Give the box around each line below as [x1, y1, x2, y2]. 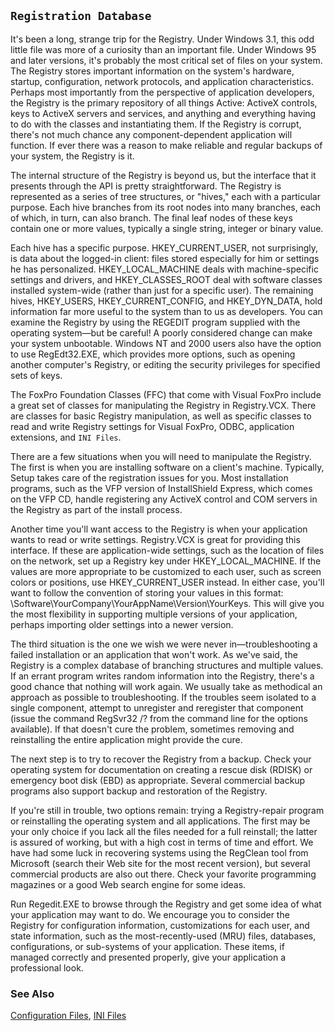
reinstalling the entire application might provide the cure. [10, 733, 243, 745]
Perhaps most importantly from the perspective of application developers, [10, 86, 315, 98]
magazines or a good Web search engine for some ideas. [10, 878, 247, 890]
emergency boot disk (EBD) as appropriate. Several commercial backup [10, 774, 306, 786]
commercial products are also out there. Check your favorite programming [10, 868, 317, 880]
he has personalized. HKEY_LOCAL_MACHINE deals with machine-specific [10, 263, 319, 275]
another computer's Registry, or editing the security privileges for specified [10, 358, 321, 370]
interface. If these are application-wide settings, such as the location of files [10, 544, 325, 556]
